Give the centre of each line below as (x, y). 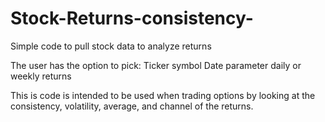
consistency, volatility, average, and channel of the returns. (132, 106)
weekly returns (41, 76)
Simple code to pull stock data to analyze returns (111, 46)
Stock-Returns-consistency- (132, 18)
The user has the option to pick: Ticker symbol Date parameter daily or (156, 65)
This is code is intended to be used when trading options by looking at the (163, 95)
